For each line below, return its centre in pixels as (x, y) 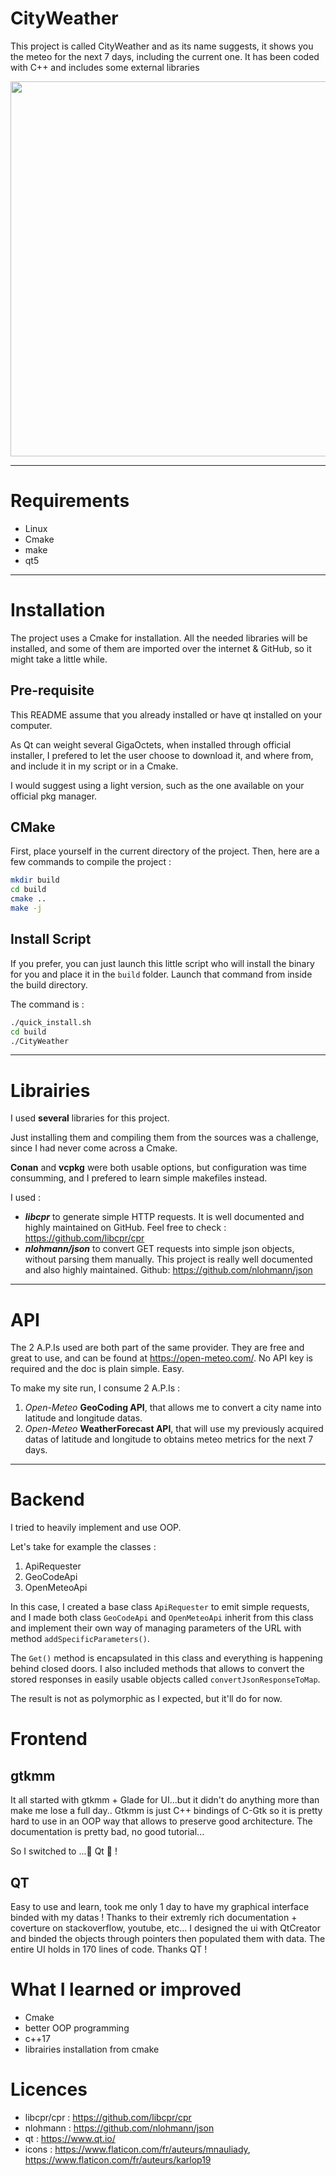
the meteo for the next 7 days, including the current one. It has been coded (165, 56)
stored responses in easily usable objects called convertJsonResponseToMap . (165, 1679)
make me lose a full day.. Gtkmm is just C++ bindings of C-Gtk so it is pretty (166, 1811)
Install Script (51, 939)
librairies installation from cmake (92, 2049)
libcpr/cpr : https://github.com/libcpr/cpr (108, 2117)
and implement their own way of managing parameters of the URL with (156, 1628)
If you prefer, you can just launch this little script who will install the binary (162, 963)
